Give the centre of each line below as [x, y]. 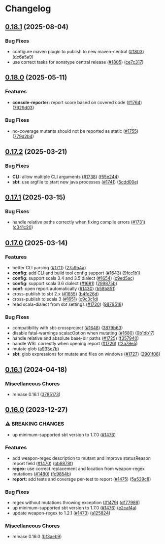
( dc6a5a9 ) [23, 57]
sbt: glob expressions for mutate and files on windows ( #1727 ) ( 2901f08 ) [86, 354]
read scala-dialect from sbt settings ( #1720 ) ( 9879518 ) [67, 304]
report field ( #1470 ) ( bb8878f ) [43, 463]
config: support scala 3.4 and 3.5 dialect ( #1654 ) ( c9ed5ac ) [73, 278]
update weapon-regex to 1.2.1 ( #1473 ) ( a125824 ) [61, 513]
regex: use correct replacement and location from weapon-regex [79, 469]
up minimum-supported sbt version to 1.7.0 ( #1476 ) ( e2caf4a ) [74, 508]
